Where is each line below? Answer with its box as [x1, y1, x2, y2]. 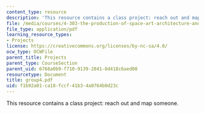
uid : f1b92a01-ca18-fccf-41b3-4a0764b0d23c [6, 83, 119, 89]
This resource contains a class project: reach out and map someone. [6, 100, 179, 107]
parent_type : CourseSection [6, 60, 78, 66]
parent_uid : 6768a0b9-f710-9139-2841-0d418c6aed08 [6, 65, 138, 72]
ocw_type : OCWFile [6, 49, 53, 55]
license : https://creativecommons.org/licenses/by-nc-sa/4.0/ [6, 43, 168, 49]
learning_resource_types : [6, 32, 72, 38]
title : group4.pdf [6, 77, 53, 83]
